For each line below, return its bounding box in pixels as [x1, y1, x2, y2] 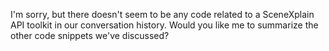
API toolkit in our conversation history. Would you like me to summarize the [10, 19, 319, 31]
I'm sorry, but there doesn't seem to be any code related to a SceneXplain [10, 9, 315, 20]
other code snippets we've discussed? [10, 30, 170, 41]
